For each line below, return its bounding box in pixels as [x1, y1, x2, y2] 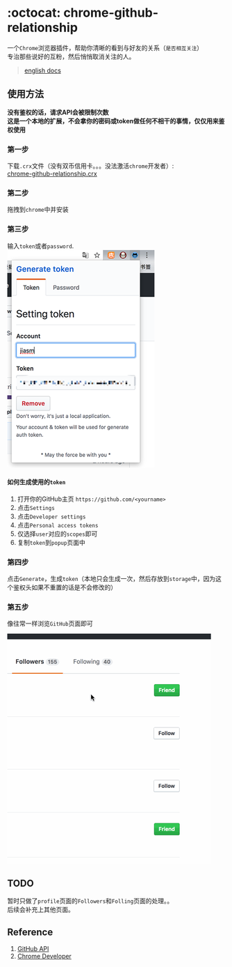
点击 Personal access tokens [17, 520, 99, 529]
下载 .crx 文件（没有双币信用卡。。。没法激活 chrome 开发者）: [7, 162, 174, 170]
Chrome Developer [17, 952, 72, 961]
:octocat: [7, 5, 61, 21]
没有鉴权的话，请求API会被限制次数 [7, 108, 109, 116]
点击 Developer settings [17, 512, 86, 520]
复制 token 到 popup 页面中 [17, 538, 85, 546]
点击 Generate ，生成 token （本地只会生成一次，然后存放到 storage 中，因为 [7, 575, 216, 583]
